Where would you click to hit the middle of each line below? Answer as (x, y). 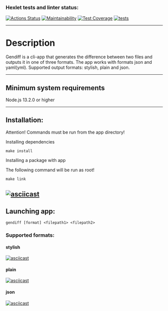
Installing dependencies (30, 142)
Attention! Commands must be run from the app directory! (65, 132)
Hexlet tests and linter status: (42, 7)
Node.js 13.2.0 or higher (30, 100)
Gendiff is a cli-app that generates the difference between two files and (79, 57)
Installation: (25, 120)
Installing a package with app (36, 160)
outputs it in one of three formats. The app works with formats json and (79, 62)
